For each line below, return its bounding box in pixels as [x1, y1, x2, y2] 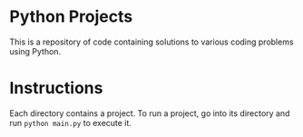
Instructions [9, 78, 103, 99]
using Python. [9, 45, 62, 56]
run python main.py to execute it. [9, 117, 132, 128]
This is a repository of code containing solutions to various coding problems [9, 36, 294, 47]
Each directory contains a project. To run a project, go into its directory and [9, 107, 290, 119]
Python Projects [9, 6, 133, 27]
